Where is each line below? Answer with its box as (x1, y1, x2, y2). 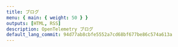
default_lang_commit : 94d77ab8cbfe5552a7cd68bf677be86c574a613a (6, 32, 173, 38)
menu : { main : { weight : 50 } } (6, 15, 88, 21)
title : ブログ (6, 9, 39, 15)
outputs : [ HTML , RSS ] (6, 20, 61, 26)
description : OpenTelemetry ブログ (6, 26, 94, 32)
